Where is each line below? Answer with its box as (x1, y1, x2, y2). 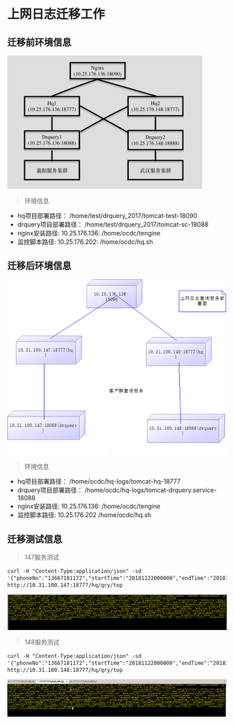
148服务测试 (24, 638, 60, 646)
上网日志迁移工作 (7, 6, 106, 22)
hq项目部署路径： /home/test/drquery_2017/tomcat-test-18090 (17, 212, 197, 219)
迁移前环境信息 (7, 36, 72, 48)
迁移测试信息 (7, 533, 63, 545)
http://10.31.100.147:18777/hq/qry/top (7, 582, 123, 589)
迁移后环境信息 (7, 260, 72, 272)
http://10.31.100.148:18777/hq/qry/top (7, 666, 123, 673)
